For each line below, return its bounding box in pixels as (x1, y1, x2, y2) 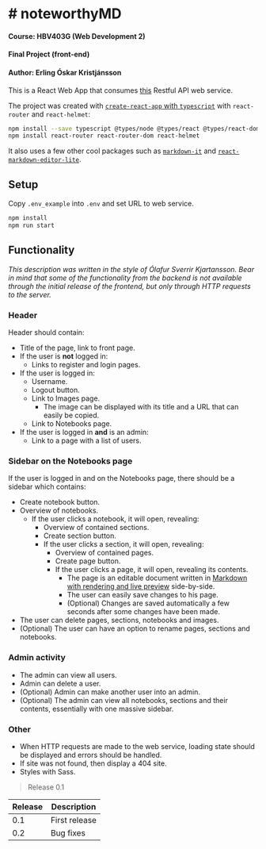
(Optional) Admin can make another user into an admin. (19, 687, 200, 697)
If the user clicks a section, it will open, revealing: (43, 540, 204, 549)
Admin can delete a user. (19, 678, 101, 688)
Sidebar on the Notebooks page (8, 455, 133, 467)
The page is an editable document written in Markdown (66, 573, 248, 583)
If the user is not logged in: (19, 352, 108, 361)
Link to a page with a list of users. (31, 436, 142, 445)
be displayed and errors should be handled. (19, 750, 162, 759)
